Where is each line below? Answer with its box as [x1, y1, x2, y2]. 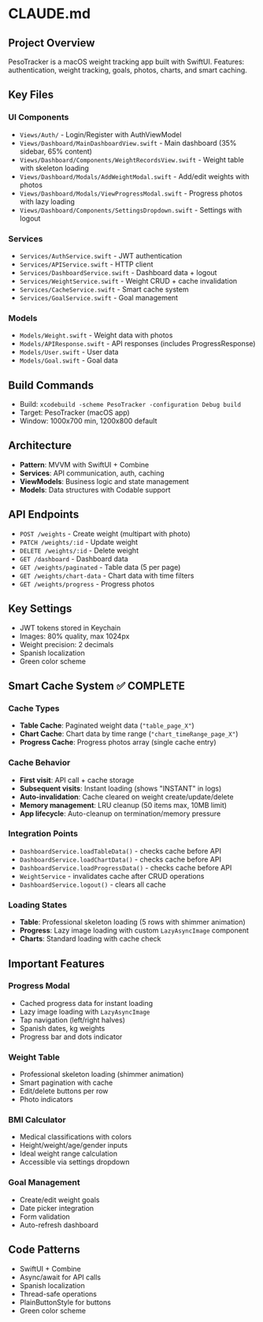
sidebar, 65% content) [19, 147, 93, 156]
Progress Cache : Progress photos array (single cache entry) [19, 738, 217, 747]
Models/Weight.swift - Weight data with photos [19, 330, 173, 340]
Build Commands [8, 378, 94, 392]
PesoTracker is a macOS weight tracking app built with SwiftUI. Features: [8, 57, 245, 66]
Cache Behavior [8, 758, 71, 769]
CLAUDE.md [8, 5, 91, 23]
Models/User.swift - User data [19, 348, 119, 357]
